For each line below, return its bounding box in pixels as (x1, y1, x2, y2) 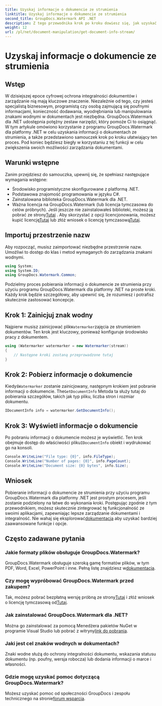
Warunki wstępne (5, 159, 59, 167)
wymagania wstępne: (5, 177, 47, 182)
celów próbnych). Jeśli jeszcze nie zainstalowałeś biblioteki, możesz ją (12, 207, 153, 213)
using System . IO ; (5, 268, 40, 273)
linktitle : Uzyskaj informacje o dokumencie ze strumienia (5, 12, 127, 16)
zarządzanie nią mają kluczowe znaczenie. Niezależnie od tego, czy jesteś (5, 98, 153, 104)
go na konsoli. (5, 445, 33, 451)
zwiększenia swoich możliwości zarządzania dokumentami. (5, 145, 123, 150)
